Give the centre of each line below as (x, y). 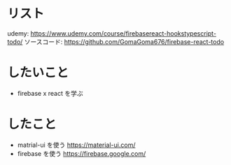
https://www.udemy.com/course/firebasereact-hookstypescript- (124, 33)
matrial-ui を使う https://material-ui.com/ (76, 145)
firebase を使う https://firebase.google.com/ (82, 153)
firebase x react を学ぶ (50, 93)
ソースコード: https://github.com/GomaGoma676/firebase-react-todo (124, 41)
